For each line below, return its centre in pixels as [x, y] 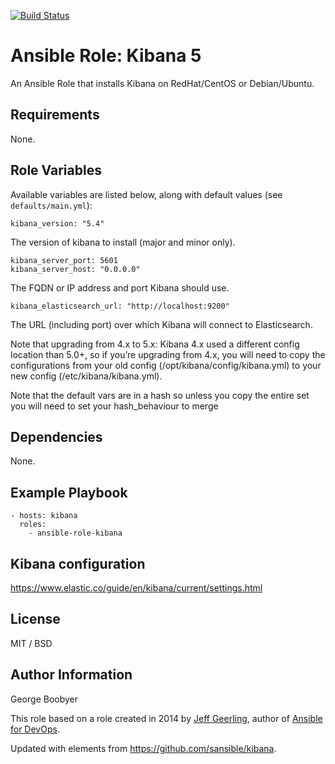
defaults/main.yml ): [51, 205]
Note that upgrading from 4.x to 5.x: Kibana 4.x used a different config [155, 344]
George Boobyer [44, 699]
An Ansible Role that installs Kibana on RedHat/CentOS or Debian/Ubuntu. [162, 83]
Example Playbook [69, 492]
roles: [33, 525]
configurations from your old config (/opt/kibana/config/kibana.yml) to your [166, 365]
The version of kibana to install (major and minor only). [123, 242]
